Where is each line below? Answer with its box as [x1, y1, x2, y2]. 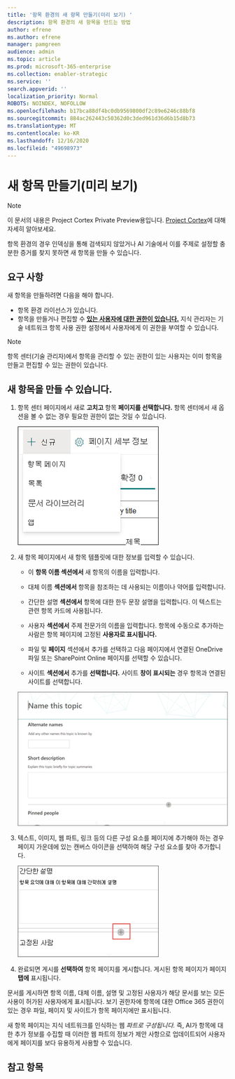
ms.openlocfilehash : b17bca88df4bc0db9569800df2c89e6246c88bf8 [7, 107, 196, 115]
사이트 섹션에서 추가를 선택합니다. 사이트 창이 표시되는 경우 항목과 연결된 [27, 668, 226, 677]
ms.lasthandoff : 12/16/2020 [7, 137, 90, 144]
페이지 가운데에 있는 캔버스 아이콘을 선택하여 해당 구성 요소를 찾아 [17, 842, 197, 851]
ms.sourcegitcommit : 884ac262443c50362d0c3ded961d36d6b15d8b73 [7, 115, 196, 122]
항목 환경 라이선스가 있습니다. [17, 306, 99, 315]
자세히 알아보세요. [7, 225, 57, 233]
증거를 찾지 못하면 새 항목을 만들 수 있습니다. [20, 249, 142, 257]
